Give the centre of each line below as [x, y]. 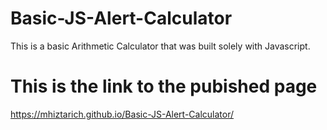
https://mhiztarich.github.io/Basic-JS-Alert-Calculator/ [122, 114]
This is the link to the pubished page [164, 86]
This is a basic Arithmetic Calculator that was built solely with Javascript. [160, 46]
